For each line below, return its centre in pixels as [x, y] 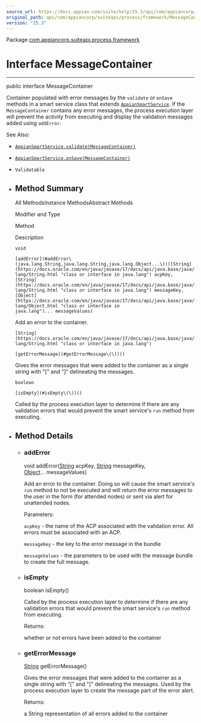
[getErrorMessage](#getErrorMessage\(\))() [70, 354]
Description [29, 237]
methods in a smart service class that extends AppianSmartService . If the [96, 104]
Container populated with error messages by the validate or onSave [89, 98]
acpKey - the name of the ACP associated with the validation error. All [109, 526]
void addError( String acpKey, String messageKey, [85, 466]
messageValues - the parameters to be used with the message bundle [108, 555]
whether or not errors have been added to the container [92, 638]
